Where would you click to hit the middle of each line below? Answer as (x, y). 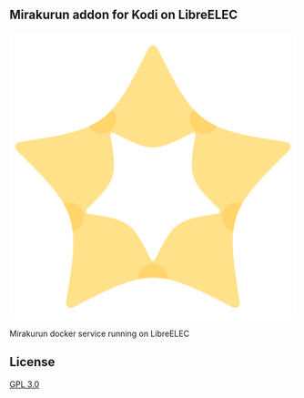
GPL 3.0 (25, 384)
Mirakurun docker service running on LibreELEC (99, 333)
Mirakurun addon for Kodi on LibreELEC (124, 15)
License (32, 362)
